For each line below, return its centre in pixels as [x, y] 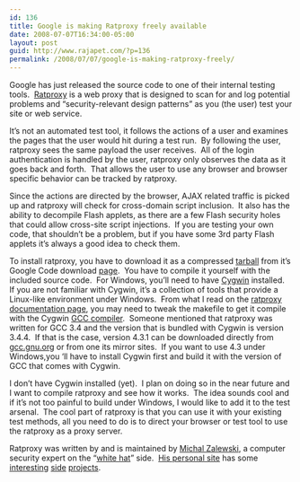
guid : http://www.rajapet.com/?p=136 [80, 51]
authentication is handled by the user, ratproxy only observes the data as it [147, 159]
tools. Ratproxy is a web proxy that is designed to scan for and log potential [150, 94]
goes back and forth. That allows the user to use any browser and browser [148, 169]
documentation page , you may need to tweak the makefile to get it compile [148, 309]
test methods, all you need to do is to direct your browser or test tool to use [149, 421]
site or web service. [46, 114]
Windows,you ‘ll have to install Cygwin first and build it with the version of [146, 356]
